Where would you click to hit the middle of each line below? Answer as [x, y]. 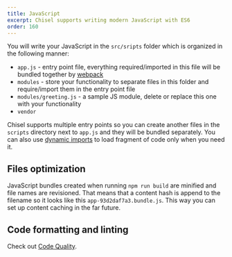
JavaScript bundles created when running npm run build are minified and [112, 185]
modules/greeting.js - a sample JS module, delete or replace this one [117, 97]
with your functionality [49, 104]
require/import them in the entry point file [76, 89]
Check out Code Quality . [42, 246]
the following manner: [38, 53]
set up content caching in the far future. [64, 208]
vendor [27, 112]
